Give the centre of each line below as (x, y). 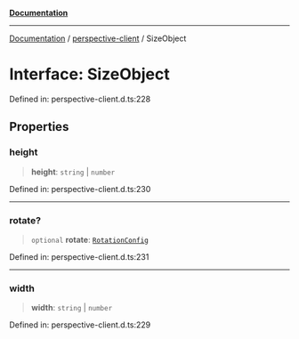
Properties (39, 127)
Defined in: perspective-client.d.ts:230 (80, 189)
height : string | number (73, 172)
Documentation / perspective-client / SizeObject (98, 38)
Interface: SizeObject (90, 74)
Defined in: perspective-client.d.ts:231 (79, 256)
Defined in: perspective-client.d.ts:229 (80, 325)
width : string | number (72, 308)
